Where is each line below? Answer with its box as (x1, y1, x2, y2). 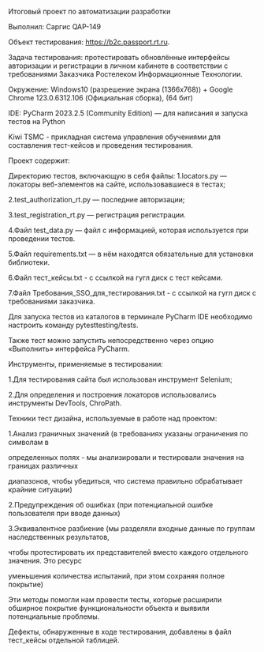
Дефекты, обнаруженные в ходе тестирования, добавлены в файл (8, 628, 232, 636)
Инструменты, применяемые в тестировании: (8, 360, 164, 368)
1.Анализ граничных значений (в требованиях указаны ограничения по (8, 429, 248, 438)
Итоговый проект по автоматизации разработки (8, 7, 171, 16)
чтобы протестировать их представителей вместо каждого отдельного (8, 548, 249, 556)
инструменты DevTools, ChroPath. (8, 398, 122, 408)
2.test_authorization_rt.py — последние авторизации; (8, 195, 185, 204)
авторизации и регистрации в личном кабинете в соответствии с (8, 61, 229, 70)
